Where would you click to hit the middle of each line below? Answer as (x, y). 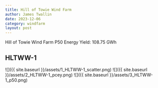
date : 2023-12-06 (23, 19)
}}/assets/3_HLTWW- (131, 75)
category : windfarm (25, 23)
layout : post (19, 28)
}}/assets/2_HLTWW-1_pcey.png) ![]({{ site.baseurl (57, 75)
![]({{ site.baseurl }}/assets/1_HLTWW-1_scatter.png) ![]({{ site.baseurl (76, 69)
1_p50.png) (17, 80)
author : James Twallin (28, 14)
